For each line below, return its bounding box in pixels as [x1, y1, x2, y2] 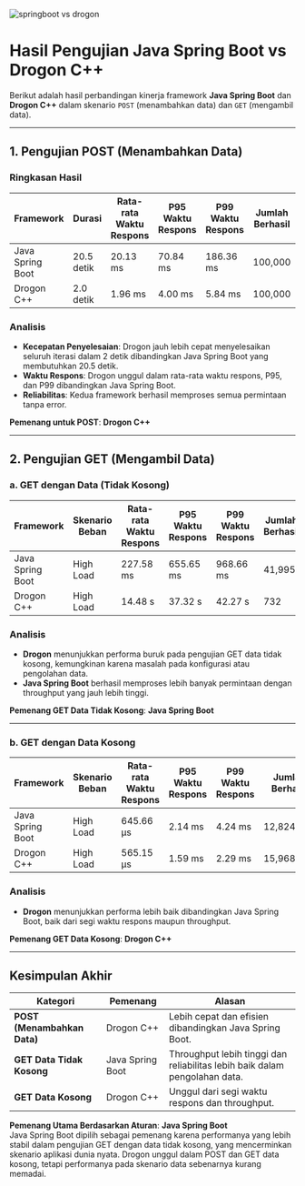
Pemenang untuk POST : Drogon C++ [9, 417, 151, 427]
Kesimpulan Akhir [9, 968, 113, 983]
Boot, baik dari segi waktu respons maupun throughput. [22, 915, 231, 927]
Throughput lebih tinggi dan [169, 1048, 288, 1060]
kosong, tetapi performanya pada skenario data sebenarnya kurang [9, 1159, 261, 1170]
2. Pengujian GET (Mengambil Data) [9, 451, 215, 467]
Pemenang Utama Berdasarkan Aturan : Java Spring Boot [9, 1120, 229, 1131]
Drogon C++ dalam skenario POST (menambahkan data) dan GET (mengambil [9, 99, 293, 110]
